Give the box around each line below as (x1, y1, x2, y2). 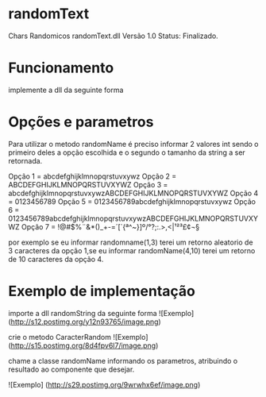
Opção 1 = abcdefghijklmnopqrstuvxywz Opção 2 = (8, 172, 177, 181)
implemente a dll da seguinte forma (8, 85, 124, 94)
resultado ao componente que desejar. (8, 364, 135, 374)
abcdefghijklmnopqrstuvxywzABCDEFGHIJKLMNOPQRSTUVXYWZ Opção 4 (8, 188, 259, 198)
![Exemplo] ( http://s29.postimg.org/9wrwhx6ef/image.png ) (8, 380, 201, 389)
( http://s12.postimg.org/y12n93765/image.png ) (8, 317, 161, 326)
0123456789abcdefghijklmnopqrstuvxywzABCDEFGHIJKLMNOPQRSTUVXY (8, 214, 259, 223)
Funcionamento (8, 59, 114, 77)
